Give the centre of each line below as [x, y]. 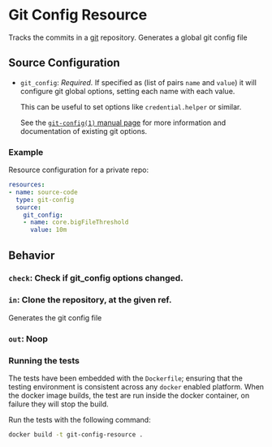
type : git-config [45, 200]
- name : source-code [43, 192]
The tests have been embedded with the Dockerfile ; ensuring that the [126, 378]
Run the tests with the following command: [80, 420]
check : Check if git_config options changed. [96, 278]
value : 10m [48, 230]
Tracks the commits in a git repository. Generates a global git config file [128, 37]
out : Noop [28, 338]
